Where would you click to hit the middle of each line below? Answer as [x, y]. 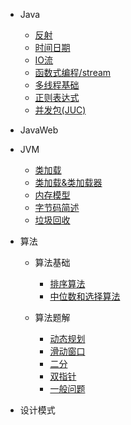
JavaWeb [39, 130]
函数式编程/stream [73, 72]
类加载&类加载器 [68, 182]
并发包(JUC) [60, 110]
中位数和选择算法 [85, 296]
